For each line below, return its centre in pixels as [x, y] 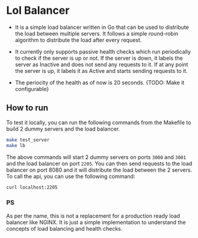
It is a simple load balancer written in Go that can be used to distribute [102, 27]
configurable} [32, 89]
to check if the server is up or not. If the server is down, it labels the [99, 58]
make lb [16, 145]
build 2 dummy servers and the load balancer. [63, 129]
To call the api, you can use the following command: [71, 176]
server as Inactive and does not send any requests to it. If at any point [101, 64]
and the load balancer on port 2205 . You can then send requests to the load [99, 163]
